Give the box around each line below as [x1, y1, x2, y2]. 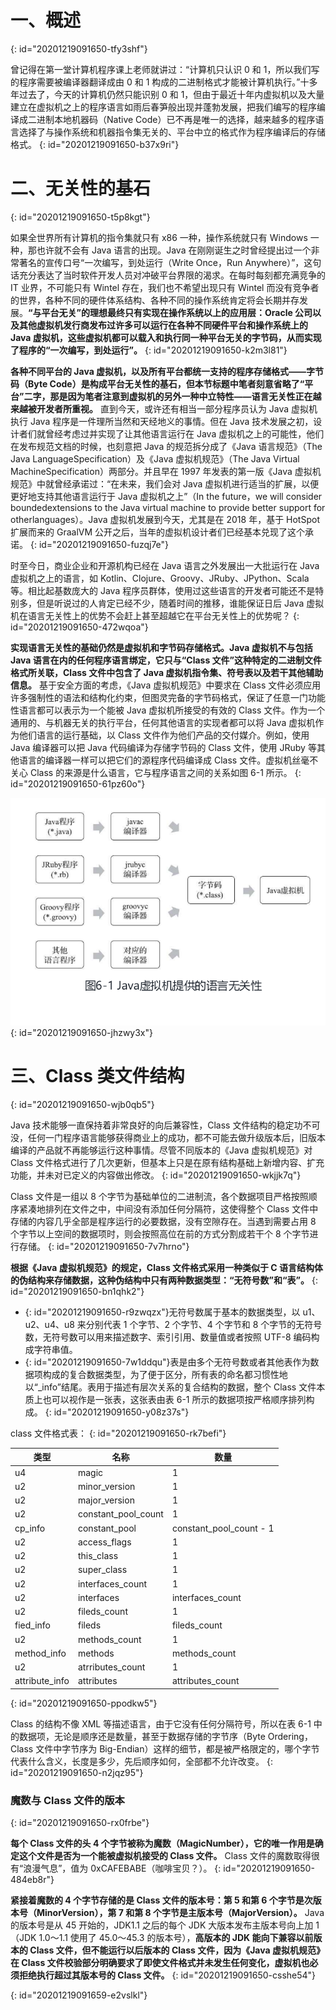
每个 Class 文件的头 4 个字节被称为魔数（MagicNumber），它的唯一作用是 [10, 1837, 315, 1850]
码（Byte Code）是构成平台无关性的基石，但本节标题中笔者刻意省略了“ [10, 377, 305, 390]
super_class [77, 1564, 128, 1576]
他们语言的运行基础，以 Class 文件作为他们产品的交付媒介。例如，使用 [18, 729, 310, 741]
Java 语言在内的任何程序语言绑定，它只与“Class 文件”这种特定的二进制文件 [10, 654, 323, 666]
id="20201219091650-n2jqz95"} [10, 1766, 144, 1778]
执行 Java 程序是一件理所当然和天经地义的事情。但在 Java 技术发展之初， [10, 415, 314, 427]
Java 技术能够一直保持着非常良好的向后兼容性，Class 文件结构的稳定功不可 [10, 1119, 321, 1131]
